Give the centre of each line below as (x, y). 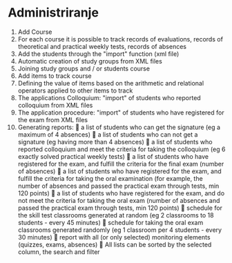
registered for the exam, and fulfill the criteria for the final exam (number (121, 164)
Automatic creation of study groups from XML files (90, 61)
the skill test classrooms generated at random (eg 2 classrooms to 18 (116, 215)
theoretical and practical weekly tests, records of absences (102, 46)
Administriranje (54, 13)
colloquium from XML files (55, 105)
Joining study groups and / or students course (84, 68)
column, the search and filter (59, 252)
